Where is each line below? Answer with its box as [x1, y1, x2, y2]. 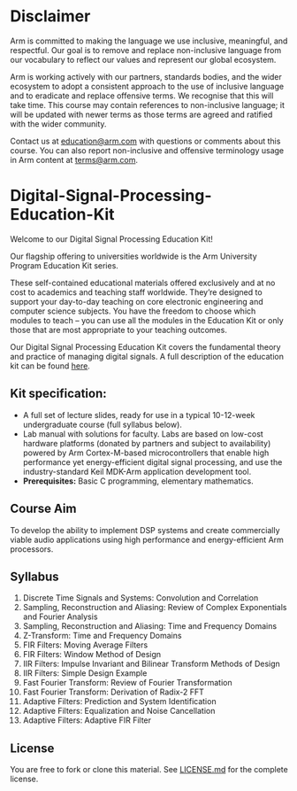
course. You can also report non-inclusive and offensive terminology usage [10, 144, 285, 156]
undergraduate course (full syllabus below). [22, 419, 182, 430]
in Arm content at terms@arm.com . [10, 154, 139, 165]
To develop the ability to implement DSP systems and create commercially [10, 524, 281, 535]
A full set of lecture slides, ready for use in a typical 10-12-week [22, 409, 255, 420]
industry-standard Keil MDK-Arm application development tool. [22, 466, 252, 477]
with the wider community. [10, 118, 107, 129]
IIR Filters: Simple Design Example [22, 668, 148, 679]
